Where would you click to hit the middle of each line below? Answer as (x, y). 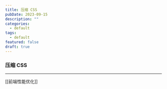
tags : (11, 33)
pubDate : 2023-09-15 (27, 14)
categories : (17, 24)
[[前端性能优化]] (22, 81)
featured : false (22, 42)
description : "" (22, 19)
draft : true (17, 47)
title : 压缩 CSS (21, 10)
